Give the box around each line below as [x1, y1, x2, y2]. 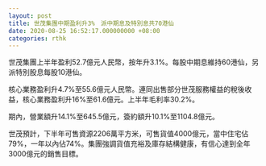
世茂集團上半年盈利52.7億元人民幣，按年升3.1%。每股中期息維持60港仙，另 [8, 57, 260, 67]
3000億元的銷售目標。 [8, 149, 83, 159]
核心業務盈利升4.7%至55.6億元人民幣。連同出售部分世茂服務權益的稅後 [8, 85, 245, 94]
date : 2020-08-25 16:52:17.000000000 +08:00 [8, 27, 160, 35]
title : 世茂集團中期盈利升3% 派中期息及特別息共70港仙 [8, 19, 175, 27]
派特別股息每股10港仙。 [8, 68, 87, 77]
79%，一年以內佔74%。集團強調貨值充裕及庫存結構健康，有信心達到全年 [8, 139, 251, 149]
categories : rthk [8, 34, 67, 43]
